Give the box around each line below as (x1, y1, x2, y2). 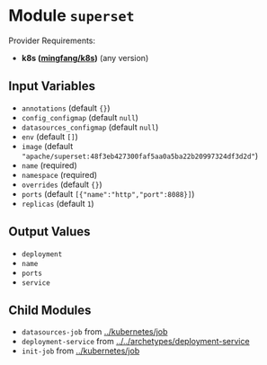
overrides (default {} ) (21, 179, 102, 190)
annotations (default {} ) (21, 102, 111, 113)
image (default (21, 140, 74, 151)
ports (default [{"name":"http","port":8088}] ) (21, 188, 195, 199)
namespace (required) (21, 169, 98, 180)
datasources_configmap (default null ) (21, 121, 159, 132)
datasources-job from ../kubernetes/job (21, 326, 168, 337)
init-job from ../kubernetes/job (21, 345, 140, 356)
